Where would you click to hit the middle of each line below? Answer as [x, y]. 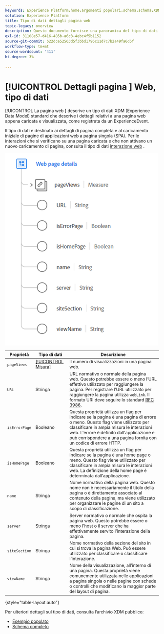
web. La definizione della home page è [108, 470]
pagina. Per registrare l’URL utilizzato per [111, 389]
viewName [16, 579]
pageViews [17, 365]
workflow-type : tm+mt [27, 47]
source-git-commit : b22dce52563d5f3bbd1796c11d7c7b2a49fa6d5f [70, 42]
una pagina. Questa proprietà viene [105, 571]
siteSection [19, 551]
